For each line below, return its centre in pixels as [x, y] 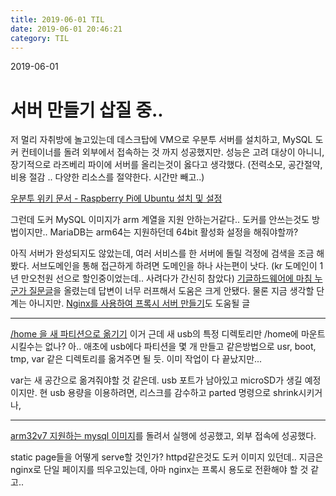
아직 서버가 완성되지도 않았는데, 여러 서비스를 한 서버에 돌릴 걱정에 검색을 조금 [162, 253]
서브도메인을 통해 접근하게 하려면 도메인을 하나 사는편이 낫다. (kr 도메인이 [174, 266]
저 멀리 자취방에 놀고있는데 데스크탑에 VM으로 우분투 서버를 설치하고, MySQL [161, 140]
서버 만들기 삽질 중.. [87, 110]
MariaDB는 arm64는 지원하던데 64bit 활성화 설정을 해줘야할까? [174, 232]
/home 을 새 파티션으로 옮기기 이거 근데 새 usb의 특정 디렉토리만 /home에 [154, 334]
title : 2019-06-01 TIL [57, 19]
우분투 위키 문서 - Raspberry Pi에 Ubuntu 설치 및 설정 [116, 198]
